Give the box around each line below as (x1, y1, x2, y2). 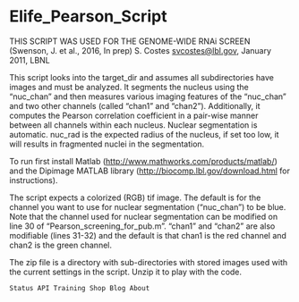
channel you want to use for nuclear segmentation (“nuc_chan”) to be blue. (9, 201, 286, 212)
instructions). (9, 174, 58, 185)
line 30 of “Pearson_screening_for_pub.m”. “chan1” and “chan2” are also (9, 221, 276, 231)
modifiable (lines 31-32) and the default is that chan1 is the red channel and (9, 230, 286, 240)
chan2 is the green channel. (9, 239, 112, 250)
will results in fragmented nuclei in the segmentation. (9, 138, 205, 149)
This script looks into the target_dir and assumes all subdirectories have (9, 71, 275, 82)
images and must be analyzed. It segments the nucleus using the (9, 81, 249, 92)
